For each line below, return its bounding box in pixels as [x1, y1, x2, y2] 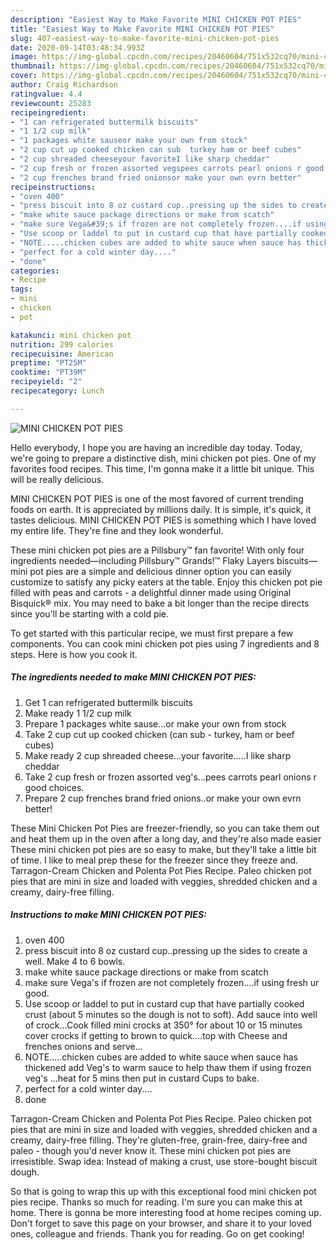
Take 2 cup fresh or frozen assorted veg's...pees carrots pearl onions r [24, 771, 317, 783]
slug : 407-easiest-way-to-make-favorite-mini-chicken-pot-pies [10, 33, 280, 43]
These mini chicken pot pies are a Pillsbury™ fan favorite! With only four [10, 544, 305, 556]
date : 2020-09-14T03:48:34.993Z [10, 42, 145, 53]
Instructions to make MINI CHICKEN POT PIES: [10, 909, 207, 921]
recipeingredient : [10, 107, 87, 118]
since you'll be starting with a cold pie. [10, 607, 170, 620]
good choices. [24, 781, 85, 793]
